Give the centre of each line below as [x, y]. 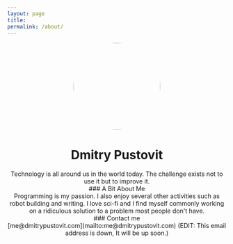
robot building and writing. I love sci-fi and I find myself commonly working [117, 204]
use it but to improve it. [117, 181]
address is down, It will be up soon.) [117, 233]
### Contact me [117, 218]
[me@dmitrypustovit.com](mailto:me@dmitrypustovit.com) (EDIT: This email [117, 226]
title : [17, 20]
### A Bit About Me [117, 189]
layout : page [26, 14]
